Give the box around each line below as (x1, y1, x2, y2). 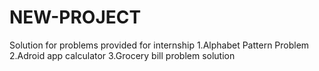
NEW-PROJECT (9, 6, 142, 29)
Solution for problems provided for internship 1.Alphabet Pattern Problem (9, 39, 310, 51)
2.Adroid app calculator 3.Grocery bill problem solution (9, 49, 236, 61)
